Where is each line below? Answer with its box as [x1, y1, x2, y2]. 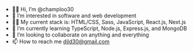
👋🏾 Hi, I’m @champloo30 [11, 6, 74, 13]
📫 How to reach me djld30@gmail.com [11, 38, 110, 45]
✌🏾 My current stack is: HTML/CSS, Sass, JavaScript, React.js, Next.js [11, 19, 186, 25]
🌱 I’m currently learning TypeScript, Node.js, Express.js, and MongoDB [11, 25, 188, 32]
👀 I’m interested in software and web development [11, 12, 136, 19]
